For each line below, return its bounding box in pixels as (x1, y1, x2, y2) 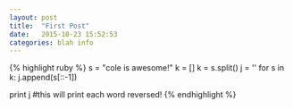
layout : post (9, 13, 58, 22)
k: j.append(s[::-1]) (9, 72, 78, 83)
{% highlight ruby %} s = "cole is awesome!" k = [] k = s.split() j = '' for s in (9, 63, 284, 73)
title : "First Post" (9, 21, 90, 30)
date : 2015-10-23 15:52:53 (9, 29, 118, 38)
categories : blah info (9, 38, 94, 47)
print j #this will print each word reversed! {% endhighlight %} (9, 89, 237, 100)
